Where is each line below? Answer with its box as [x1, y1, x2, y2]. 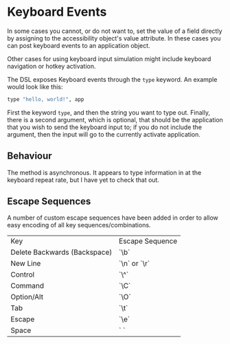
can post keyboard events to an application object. [7, 41, 150, 49]
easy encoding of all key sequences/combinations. [7, 221, 151, 229]
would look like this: [7, 82, 63, 91]
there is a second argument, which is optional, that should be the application [7, 115, 223, 124]
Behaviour [7, 150, 53, 162]
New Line [10, 259, 41, 268]
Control [10, 270, 35, 279]
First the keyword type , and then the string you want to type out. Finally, [7, 108, 211, 117]
